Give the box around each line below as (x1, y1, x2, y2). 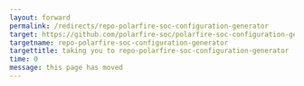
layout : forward (9, 13, 71, 22)
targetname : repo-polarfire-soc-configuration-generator (9, 38, 229, 47)
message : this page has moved (9, 64, 124, 73)
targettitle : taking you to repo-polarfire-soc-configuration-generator (9, 47, 290, 56)
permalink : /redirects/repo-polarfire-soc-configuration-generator (9, 21, 270, 30)
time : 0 (9, 55, 39, 64)
